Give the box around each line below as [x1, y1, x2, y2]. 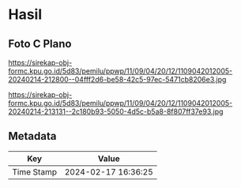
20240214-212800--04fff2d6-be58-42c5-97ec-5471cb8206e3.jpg [8, 75, 227, 84]
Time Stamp [12, 166, 58, 177]
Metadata [8, 130, 57, 143]
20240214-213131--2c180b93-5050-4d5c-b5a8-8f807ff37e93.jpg [8, 107, 224, 116]
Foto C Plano [8, 37, 72, 51]
